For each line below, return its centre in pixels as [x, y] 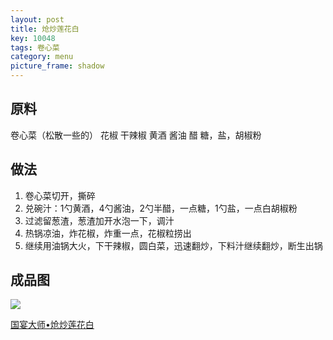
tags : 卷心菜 [35, 47]
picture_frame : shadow [57, 66]
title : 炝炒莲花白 [45, 29]
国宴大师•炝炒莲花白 [52, 325]
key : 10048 [33, 38]
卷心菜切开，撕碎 [60, 195]
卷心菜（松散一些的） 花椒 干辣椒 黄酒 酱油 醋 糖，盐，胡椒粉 [136, 135]
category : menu [42, 57]
